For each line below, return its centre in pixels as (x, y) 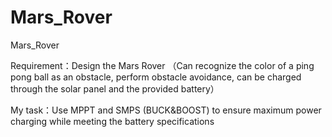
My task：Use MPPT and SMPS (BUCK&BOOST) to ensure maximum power (166, 110)
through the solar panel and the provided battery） (115, 88)
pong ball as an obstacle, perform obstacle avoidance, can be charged (156, 77)
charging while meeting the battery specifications (112, 121)
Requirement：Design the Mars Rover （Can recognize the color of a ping (162, 65)
